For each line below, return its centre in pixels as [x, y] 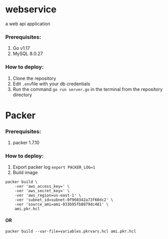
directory [22, 95]
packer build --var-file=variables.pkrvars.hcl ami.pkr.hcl [71, 231]
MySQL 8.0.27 [28, 54]
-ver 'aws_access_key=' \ [42, 187]
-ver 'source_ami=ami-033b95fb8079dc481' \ [62, 205]
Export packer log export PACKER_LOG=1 [54, 167]
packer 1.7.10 [26, 143]
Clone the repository [34, 78]
